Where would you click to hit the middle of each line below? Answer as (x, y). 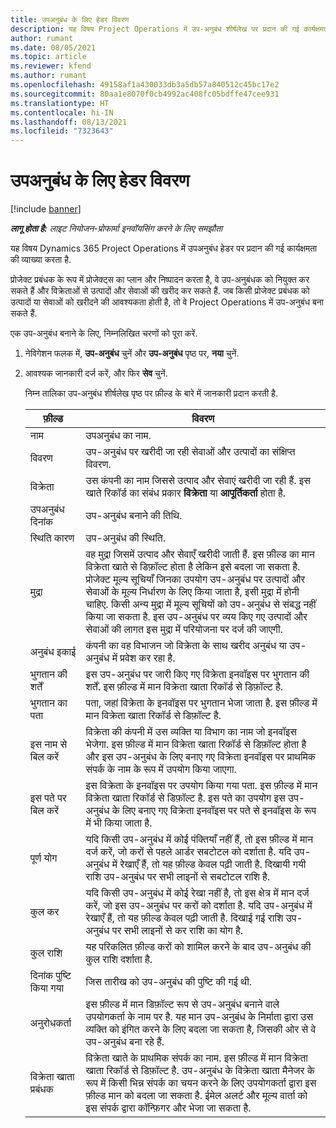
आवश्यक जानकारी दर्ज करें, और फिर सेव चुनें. (96, 373)
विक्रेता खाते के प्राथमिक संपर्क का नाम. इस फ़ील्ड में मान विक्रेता (196, 1058)
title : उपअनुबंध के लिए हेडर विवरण (70, 19)
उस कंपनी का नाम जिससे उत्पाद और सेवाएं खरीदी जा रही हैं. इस (198, 481)
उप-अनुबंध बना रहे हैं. (125, 1042)
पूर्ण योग (43, 858)
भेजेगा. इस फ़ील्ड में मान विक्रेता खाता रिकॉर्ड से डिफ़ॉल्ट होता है (196, 744)
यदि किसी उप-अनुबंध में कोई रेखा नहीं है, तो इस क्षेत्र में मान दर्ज (197, 893)
